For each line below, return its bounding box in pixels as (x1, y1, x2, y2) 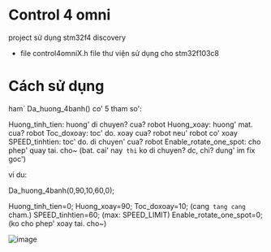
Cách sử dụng (8, 77, 105, 95)
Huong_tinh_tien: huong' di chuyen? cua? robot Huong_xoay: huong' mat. (8, 119, 253, 129)
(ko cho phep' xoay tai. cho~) (8, 218, 107, 228)
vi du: (8, 169, 28, 180)
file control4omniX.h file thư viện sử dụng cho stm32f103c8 (19, 48, 219, 58)
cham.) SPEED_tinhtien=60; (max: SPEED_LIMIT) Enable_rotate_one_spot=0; (8, 210, 264, 219)
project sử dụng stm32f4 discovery (8, 33, 127, 42)
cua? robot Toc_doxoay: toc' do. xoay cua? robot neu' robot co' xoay (8, 128, 238, 137)
